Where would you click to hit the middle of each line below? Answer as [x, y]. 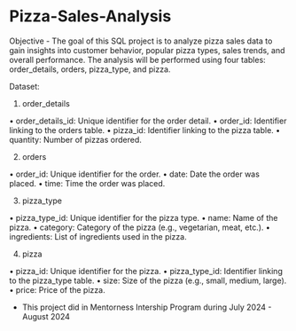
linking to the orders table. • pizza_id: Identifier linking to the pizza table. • [145, 130]
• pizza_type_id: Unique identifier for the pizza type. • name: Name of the [144, 217]
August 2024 [46, 316]
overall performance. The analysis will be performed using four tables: [137, 59]
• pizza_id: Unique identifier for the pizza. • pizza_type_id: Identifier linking [146, 271]
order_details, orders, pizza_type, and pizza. [90, 69]
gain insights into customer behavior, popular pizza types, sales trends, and [147, 50]
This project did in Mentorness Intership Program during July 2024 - [147, 307]
